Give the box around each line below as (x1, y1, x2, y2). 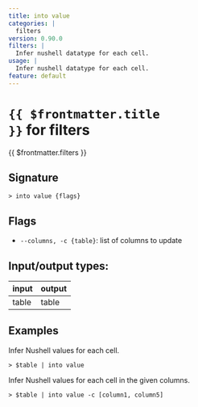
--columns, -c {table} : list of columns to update (19, 236, 183, 245)
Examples (8, 324, 59, 338)
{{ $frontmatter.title (8, 107, 160, 122)
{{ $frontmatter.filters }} (8, 147, 87, 157)
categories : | (8, 19, 56, 27)
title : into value (8, 11, 70, 20)
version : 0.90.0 (8, 34, 63, 43)
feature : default (8, 72, 67, 80)
